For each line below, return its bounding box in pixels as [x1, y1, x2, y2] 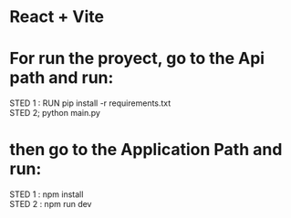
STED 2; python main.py [9, 108, 100, 119]
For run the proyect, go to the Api [9, 48, 265, 69]
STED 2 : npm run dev [9, 199, 92, 210]
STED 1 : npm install [9, 189, 84, 200]
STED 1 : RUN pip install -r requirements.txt [9, 98, 171, 109]
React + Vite [9, 6, 105, 27]
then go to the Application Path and [9, 140, 283, 161]
